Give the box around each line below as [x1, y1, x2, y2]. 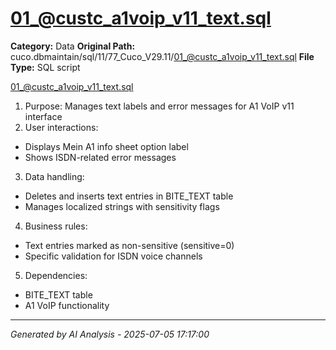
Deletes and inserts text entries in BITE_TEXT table [24, 190, 234, 202]
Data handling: [24, 170, 85, 182]
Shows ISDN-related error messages [24, 151, 177, 163]
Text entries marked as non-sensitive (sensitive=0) [24, 239, 235, 251]
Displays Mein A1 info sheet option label [24, 140, 189, 152]
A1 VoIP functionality [24, 299, 110, 311]
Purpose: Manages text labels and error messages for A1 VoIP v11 [24, 100, 295, 112]
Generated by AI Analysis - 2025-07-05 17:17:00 [10, 328, 210, 340]
